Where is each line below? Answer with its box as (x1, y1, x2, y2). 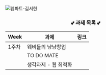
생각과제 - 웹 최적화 (27, 61, 72, 68)
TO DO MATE (27, 52, 59, 59)
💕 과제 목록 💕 (71, 19, 100, 26)
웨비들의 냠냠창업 (27, 44, 66, 51)
